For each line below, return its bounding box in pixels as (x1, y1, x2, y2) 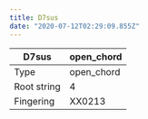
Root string (14, 80, 61, 93)
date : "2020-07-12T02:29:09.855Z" (9, 22, 141, 31)
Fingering (14, 95, 55, 107)
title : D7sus (9, 13, 59, 23)
